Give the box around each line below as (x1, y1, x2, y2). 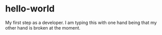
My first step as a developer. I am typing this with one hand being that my (5, 19, 157, 25)
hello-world (5, 3, 55, 14)
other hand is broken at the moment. (5, 24, 81, 30)
